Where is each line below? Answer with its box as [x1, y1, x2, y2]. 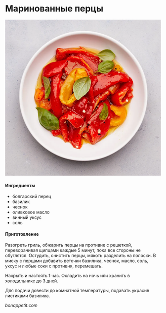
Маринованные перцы [5, 3, 104, 14]
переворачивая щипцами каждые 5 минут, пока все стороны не [5, 247, 141, 253]
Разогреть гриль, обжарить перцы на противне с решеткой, [5, 242, 132, 248]
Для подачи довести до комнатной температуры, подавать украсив [5, 288, 150, 294]
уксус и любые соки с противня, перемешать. [5, 263, 103, 269]
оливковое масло [12, 209, 50, 215]
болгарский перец [12, 194, 51, 200]
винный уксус [12, 214, 42, 220]
